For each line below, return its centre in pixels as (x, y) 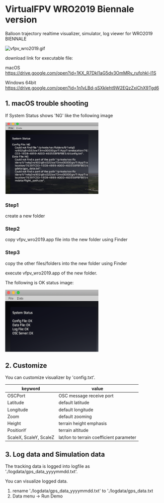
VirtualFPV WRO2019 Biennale (70, 9)
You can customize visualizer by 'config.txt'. (50, 377)
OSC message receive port (86, 396)
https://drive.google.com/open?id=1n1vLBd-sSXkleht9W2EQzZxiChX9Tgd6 (82, 87)
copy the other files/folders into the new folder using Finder (66, 263)
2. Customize (26, 366)
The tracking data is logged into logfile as (48, 466)
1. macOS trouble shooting (47, 104)
